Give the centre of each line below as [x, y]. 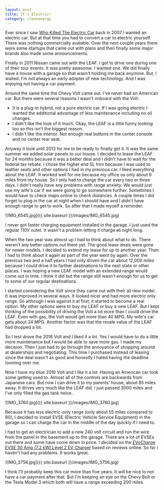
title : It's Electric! [28, 14]
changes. [22, 119]
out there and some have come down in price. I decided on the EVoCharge [80, 442]
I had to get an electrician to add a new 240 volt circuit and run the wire [77, 432]
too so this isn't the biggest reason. [48, 129]
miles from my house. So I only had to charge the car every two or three [78, 180]
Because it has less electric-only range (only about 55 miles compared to [79, 412]
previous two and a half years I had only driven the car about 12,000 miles [80, 261]
